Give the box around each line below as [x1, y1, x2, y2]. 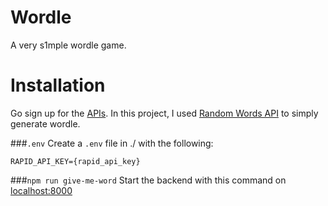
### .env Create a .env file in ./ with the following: [10, 137, 214, 149]
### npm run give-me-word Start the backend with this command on [10, 174, 287, 186]
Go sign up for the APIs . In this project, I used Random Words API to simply [10, 107, 319, 119]
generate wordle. [10, 117, 81, 130]
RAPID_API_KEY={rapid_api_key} [10, 156, 141, 166]
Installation [10, 74, 106, 97]
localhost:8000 [10, 184, 73, 196]
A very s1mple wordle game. [10, 39, 127, 51]
